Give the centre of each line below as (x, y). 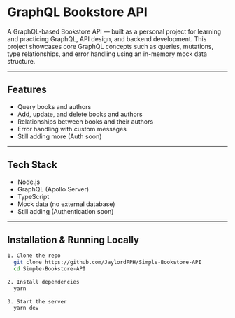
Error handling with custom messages (72, 129)
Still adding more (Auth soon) (59, 136)
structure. (21, 61)
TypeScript (33, 196)
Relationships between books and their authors (85, 121)
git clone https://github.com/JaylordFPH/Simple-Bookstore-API (107, 263)
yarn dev (26, 308)
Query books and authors (54, 106)
